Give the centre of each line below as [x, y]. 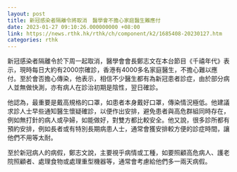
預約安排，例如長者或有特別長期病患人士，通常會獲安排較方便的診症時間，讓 [119, 129]
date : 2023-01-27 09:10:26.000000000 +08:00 [74, 27]
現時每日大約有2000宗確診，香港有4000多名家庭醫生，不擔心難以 [115, 70]
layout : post [26, 14]
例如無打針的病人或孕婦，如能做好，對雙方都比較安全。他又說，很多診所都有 [119, 120]
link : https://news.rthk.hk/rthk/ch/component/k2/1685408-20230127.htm [115, 33]
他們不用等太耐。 [32, 137]
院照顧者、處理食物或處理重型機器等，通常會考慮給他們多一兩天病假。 [109, 161]
